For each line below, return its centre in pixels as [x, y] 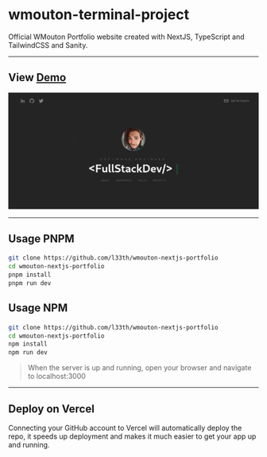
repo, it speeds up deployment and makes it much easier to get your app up [132, 436]
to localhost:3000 [56, 377]
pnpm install [30, 275]
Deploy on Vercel [52, 409]
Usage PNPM [41, 238]
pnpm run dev [30, 283]
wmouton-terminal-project [99, 15]
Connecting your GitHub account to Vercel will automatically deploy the [125, 428]
